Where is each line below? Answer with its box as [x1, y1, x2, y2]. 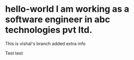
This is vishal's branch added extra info [5, 40, 86, 46]
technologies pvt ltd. [5, 25, 93, 35]
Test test [5, 50, 23, 56]
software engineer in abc [5, 14, 110, 25]
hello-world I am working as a [5, 3, 130, 15]
